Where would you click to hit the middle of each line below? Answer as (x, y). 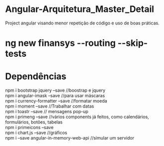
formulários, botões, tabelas (34, 122)
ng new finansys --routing (60, 43)
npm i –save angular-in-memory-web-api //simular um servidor (70, 138)
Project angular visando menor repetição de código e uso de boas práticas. (82, 23)
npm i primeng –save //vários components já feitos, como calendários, (77, 117)
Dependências (36, 76)
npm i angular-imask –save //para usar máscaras (55, 96)
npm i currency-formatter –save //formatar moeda (56, 101)
